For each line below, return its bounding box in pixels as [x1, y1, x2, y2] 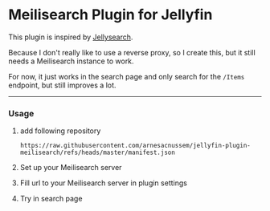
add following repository [19, 126, 101, 136]
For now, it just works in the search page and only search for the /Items [8, 71, 245, 81]
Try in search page [19, 194, 83, 204]
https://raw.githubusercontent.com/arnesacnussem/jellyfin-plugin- [19, 142, 251, 150]
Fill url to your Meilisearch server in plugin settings [19, 178, 187, 188]
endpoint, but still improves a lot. [8, 80, 117, 90]
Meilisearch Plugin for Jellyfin [8, 6, 213, 24]
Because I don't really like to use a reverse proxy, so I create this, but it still [8, 47, 256, 57]
